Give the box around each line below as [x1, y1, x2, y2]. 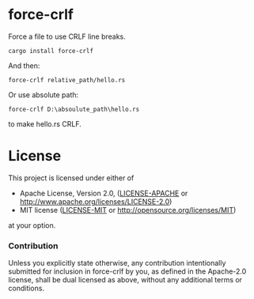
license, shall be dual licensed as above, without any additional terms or [8, 275, 243, 285]
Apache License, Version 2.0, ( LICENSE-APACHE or [19, 188, 188, 198]
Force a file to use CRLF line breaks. [8, 32, 127, 41]
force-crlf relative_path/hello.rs [8, 76, 126, 84]
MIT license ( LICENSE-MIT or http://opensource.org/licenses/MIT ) [19, 205, 237, 214]
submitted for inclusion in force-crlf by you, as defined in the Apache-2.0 [8, 267, 247, 276]
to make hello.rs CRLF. [8, 119, 82, 128]
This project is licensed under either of [8, 172, 135, 183]
